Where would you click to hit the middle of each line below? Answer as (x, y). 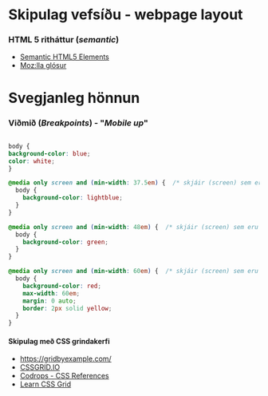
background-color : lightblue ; (73, 198)
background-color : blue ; (49, 153)
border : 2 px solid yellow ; (67, 308)
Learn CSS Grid (45, 384)
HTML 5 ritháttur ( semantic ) (64, 40)
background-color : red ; (62, 286)
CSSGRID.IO (40, 367)
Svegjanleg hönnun (74, 98)
